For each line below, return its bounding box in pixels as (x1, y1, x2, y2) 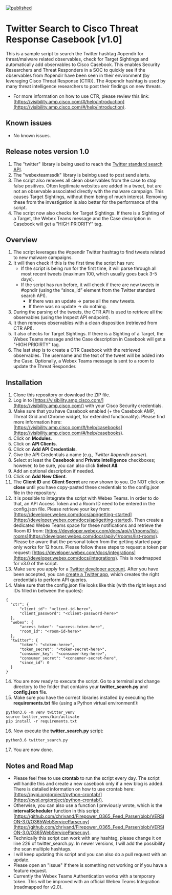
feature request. (13, 868, 48, 873)
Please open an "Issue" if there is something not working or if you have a (13, 862, 167, 868)
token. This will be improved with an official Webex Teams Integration (13, 879, 160, 884)
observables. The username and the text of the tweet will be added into (13, 352, 164, 358)
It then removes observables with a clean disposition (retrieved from (13, 320, 158, 326)
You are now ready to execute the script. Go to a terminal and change (13, 678, 160, 685)
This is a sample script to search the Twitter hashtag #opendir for (6, 50, 144, 56)
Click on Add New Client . (13, 474, 67, 480)
